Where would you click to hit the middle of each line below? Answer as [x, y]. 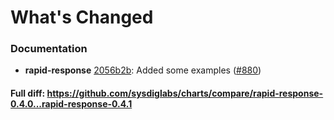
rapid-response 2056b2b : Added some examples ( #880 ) [143, 70]
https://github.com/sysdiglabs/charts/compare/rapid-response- [185, 93]
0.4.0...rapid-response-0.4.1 [71, 104]
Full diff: [28, 93]
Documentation [49, 49]
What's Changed [82, 17]
